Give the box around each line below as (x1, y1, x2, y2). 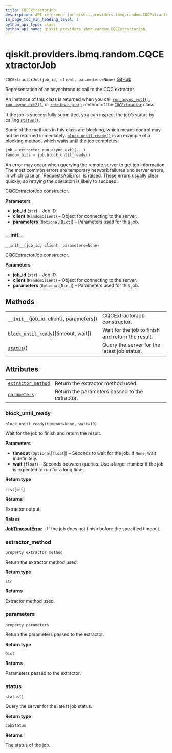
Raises (5, 516, 20, 522)
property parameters (5, 622, 50, 627)
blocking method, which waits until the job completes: (5, 138, 119, 144)
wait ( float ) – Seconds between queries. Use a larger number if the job (12, 461, 164, 467)
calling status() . (5, 117, 40, 123)
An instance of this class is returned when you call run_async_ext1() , (5, 96, 151, 102)
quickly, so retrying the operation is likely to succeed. (5, 178, 118, 184)
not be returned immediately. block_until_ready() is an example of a (5, 132, 151, 139)
